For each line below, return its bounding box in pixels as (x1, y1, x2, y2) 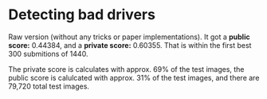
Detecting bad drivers (8, 6, 155, 24)
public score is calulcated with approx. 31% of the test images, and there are (8, 73, 260, 82)
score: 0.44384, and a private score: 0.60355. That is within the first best (8, 40, 252, 49)
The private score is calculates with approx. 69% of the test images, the (8, 64, 245, 73)
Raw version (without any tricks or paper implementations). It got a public (8, 32, 250, 42)
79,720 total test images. (8, 81, 90, 91)
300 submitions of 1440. (8, 49, 88, 58)
